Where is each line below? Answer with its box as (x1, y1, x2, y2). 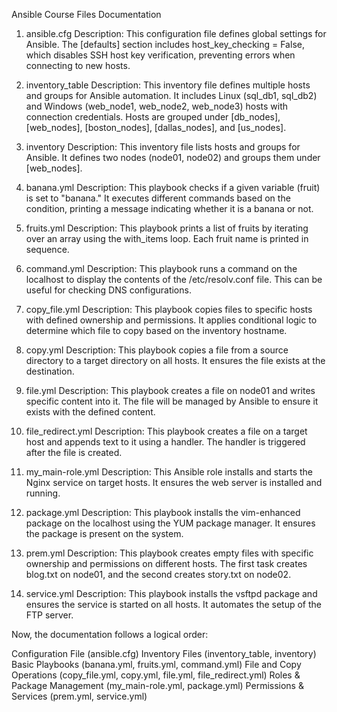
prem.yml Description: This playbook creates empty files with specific (25, 547, 314, 559)
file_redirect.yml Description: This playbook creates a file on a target (25, 425, 308, 437)
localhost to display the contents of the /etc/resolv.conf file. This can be (25, 274, 323, 285)
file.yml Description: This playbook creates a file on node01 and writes (25, 385, 316, 396)
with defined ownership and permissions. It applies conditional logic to (25, 314, 318, 326)
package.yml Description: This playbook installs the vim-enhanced (25, 507, 301, 518)
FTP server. (25, 609, 74, 621)
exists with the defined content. (25, 406, 156, 418)
